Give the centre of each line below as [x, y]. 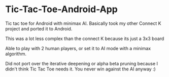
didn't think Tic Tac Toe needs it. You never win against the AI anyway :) [80, 69]
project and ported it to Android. [39, 28]
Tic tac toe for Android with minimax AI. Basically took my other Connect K [83, 23]
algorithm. [16, 54]
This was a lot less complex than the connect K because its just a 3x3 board [85, 38]
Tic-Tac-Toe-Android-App [62, 9]
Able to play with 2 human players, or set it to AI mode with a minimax [78, 48]
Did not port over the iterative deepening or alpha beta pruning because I [82, 63]
